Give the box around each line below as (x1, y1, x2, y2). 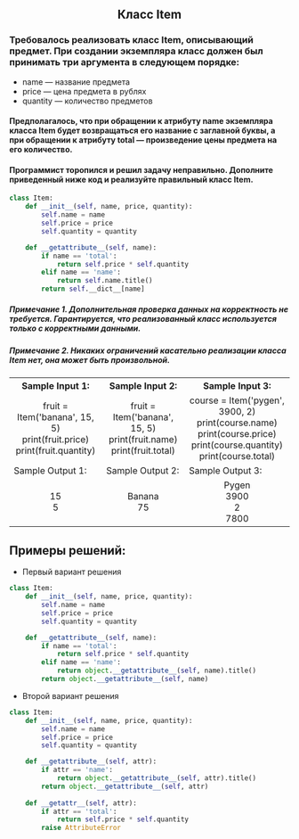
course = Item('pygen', (190, 394, 285, 407)
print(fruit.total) (110, 445, 175, 457)
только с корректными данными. (9, 323, 141, 333)
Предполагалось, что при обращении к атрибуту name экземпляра (9, 116, 273, 127)
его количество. (9, 144, 73, 155)
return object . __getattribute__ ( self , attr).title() (56, 774, 256, 783)
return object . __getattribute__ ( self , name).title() (56, 666, 256, 676)
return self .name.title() (56, 276, 153, 285)
